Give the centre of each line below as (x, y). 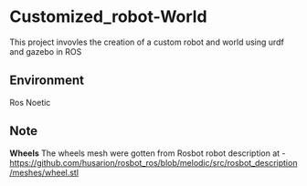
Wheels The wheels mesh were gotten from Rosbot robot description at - (148, 153)
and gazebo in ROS (46, 51)
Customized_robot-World (108, 17)
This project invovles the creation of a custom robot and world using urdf (147, 42)
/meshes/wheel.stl (44, 172)
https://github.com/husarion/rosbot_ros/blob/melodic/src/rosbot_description (153, 162)
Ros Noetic (30, 102)
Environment (47, 81)
